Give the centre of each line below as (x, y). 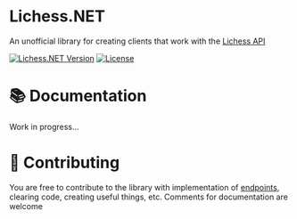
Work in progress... (44, 126)
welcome (26, 206)
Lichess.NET (57, 16)
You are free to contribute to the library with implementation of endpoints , (144, 187)
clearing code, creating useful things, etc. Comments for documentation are (148, 197)
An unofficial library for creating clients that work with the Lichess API (137, 41)
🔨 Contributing (65, 163)
